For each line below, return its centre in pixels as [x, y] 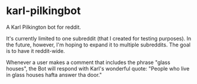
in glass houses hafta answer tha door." [54, 75]
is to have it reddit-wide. [36, 51]
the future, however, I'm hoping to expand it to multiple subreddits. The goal [98, 45]
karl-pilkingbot [43, 11]
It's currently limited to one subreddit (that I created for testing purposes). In [99, 38]
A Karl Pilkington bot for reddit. [44, 27]
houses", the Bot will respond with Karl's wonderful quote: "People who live [98, 68]
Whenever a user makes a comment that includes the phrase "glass [88, 62]
